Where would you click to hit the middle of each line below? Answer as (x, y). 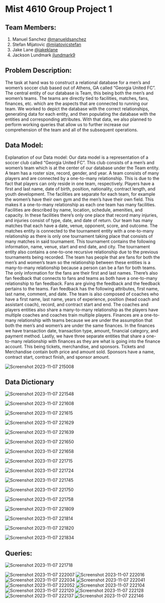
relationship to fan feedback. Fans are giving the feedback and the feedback (83, 283)
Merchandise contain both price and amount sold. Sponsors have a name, (80, 352)
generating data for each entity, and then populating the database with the (81, 114)
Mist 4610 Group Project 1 (59, 9)
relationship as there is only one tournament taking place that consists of (79, 236)
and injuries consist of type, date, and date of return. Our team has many (79, 220)
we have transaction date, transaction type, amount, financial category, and (82, 330)
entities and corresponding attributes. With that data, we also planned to (78, 119)
